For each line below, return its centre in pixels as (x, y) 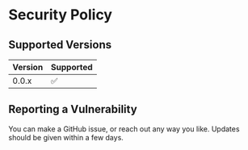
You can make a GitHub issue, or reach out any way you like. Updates (124, 129)
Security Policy (61, 15)
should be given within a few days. (66, 137)
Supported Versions (60, 45)
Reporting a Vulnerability (73, 109)
